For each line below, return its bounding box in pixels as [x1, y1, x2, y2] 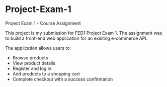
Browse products [12, 54, 48, 61]
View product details [12, 60, 55, 66]
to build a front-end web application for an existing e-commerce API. [5, 35, 148, 41]
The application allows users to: [5, 45, 71, 51]
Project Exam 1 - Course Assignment [5, 20, 81, 26]
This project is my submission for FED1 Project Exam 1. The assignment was [5, 30, 162, 36]
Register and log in [12, 65, 52, 71]
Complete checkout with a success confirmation [12, 76, 113, 82]
